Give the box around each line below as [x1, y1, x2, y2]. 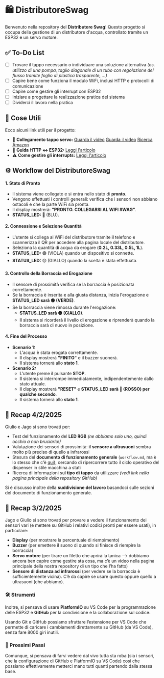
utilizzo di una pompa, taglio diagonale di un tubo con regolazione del [12, 67, 154, 73]
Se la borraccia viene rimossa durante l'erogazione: [12, 304, 117, 310]
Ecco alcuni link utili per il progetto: [5, 127, 76, 133]
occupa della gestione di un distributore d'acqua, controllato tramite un [5, 29, 148, 35]
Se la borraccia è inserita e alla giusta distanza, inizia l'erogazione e [12, 292, 149, 298]
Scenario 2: [12, 365, 37, 371]
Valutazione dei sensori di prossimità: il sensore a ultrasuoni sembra [12, 443, 151, 450]
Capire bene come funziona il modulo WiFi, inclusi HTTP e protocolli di [12, 78, 155, 83]
